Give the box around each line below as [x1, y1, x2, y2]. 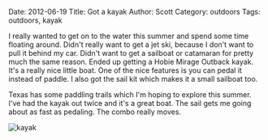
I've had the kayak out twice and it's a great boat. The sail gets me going [8, 99, 252, 108]
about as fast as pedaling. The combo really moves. [8, 107, 181, 117]
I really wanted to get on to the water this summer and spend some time [8, 32, 249, 40]
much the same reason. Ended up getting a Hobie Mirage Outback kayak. [8, 57, 254, 66]
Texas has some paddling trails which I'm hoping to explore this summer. [8, 90, 252, 100]
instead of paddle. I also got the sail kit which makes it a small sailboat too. [8, 74, 258, 83]
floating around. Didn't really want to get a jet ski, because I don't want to [8, 40, 254, 49]
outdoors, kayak [8, 15, 63, 25]
